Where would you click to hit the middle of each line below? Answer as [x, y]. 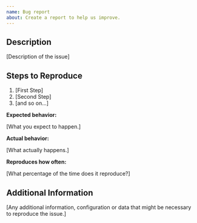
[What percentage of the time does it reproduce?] [68, 174]
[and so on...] [32, 103]
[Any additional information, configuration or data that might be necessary [99, 207]
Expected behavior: [32, 115]
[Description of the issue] [38, 57]
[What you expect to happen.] [44, 127]
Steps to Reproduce [45, 75]
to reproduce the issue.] [36, 213]
